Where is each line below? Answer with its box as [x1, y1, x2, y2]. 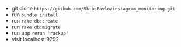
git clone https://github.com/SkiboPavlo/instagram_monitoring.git [11, 5, 176, 12]
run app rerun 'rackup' [11, 30, 69, 37]
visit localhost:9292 [11, 36, 60, 42]
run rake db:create [11, 17, 58, 24]
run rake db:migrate [11, 23, 61, 30]
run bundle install [11, 11, 58, 18]
